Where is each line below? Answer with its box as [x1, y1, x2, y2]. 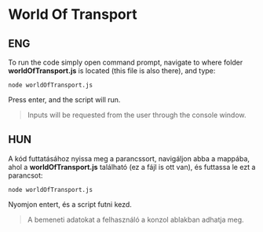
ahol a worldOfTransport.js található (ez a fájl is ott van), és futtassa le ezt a [8, 162, 256, 171]
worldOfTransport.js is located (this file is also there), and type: [8, 66, 216, 75]
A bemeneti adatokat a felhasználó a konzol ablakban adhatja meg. [27, 215, 245, 224]
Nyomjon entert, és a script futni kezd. [8, 199, 132, 209]
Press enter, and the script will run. [8, 95, 121, 104]
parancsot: [8, 171, 43, 180]
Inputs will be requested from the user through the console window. [27, 110, 247, 120]
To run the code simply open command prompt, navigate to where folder [8, 57, 243, 67]
